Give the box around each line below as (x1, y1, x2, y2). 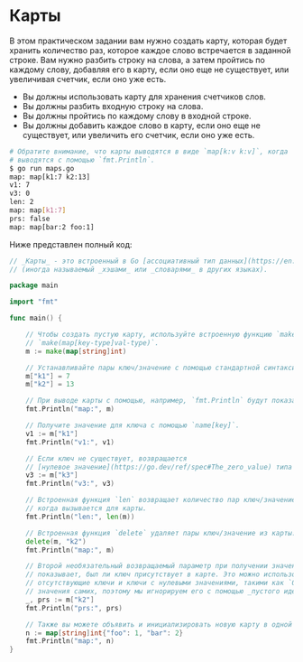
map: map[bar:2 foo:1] (9, 222, 95, 231)
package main (9, 281, 59, 290)
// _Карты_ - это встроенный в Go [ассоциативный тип (9, 256, 216, 266)
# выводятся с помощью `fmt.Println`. (9, 155, 155, 164)
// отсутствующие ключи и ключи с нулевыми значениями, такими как (25, 579, 284, 588)
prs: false (9, 214, 50, 223)
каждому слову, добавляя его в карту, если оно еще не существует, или (9, 64, 289, 75)
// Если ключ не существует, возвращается (25, 453, 188, 463)
